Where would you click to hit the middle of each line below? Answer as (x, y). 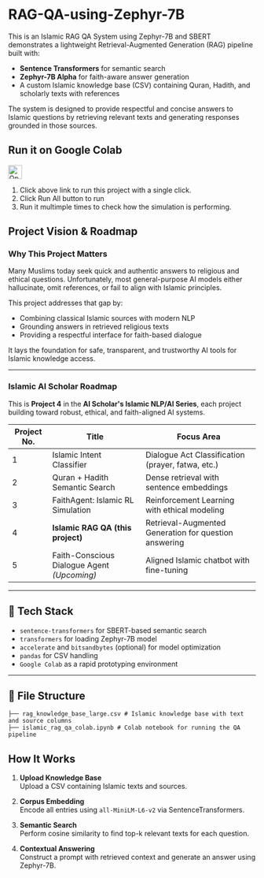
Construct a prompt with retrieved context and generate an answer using (137, 858)
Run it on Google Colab (65, 150)
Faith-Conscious (84, 555)
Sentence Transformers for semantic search (93, 68)
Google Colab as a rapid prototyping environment (99, 664)
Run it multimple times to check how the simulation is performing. (125, 206)
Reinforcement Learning (190, 500)
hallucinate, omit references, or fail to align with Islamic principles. (115, 288)
